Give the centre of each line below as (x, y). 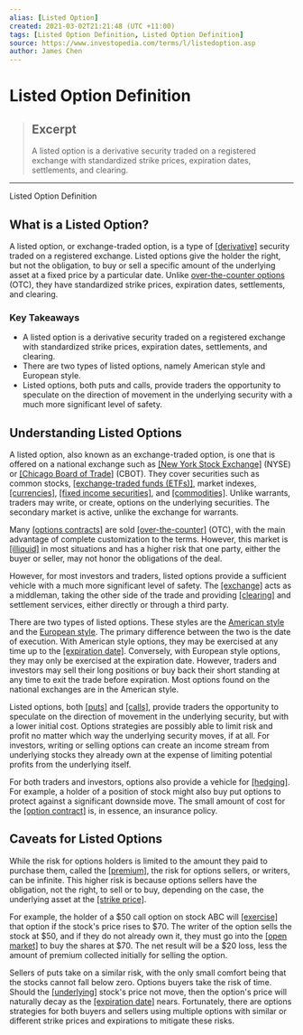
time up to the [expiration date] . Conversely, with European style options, (145, 651)
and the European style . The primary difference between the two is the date (150, 632)
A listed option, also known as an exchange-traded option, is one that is (142, 455)
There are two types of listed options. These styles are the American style (147, 622)
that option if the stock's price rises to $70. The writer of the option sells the (151, 926)
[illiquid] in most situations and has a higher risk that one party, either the (145, 549)
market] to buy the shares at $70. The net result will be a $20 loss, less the (148, 946)
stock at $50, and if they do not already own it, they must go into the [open (148, 936)
